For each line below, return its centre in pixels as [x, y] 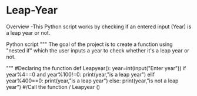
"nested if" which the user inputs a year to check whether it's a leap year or [98, 50]
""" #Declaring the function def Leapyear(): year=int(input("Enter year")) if [96, 68]
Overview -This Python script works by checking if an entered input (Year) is [99, 27]
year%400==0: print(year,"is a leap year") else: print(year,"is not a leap [92, 81]
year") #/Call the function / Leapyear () [53, 87]
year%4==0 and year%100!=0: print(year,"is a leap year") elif [81, 74]
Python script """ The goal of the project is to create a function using [89, 44]
